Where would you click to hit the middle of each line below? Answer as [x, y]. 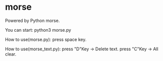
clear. [11, 54]
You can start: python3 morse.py [38, 30]
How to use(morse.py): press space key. [46, 39]
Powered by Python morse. [33, 20]
